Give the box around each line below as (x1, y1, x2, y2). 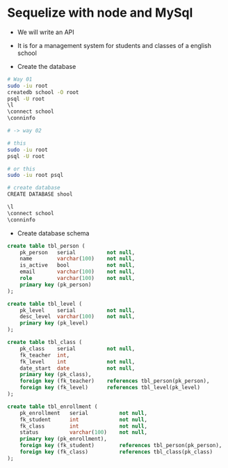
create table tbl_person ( (7, 242, 85, 249)
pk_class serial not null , (19, 345, 136, 352)
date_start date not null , (19, 364, 136, 372)
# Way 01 (7, 75, 33, 83)
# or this (7, 165, 36, 172)
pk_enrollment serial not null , (19, 409, 148, 416)
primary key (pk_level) (19, 320, 89, 327)
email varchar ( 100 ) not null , (19, 268, 136, 276)
